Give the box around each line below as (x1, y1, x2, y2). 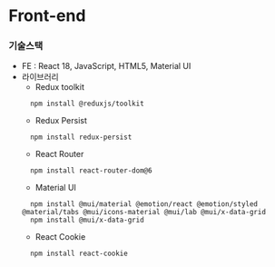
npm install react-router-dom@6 (30, 166, 152, 175)
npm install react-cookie (30, 249, 128, 259)
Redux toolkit (34, 82, 85, 93)
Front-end (8, 5, 86, 26)
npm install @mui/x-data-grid (30, 215, 144, 225)
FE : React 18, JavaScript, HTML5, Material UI (21, 61, 192, 72)
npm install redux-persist (30, 133, 133, 142)
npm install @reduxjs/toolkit (30, 99, 144, 109)
